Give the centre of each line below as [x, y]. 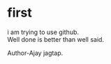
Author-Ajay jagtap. [35, 53]
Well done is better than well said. [56, 39]
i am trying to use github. [43, 32]
